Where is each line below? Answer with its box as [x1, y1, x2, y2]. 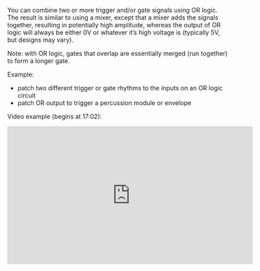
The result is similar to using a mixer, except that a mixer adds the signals [7, 13, 219, 22]
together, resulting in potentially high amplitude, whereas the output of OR [7, 21, 221, 29]
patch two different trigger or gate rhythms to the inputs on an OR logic [17, 84, 223, 92]
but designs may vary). [7, 36, 74, 44]
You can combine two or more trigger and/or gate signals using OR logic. [7, 6, 218, 14]
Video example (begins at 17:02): [7, 112, 102, 120]
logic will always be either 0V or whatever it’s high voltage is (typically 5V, [7, 28, 221, 36]
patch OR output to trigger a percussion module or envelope [17, 99, 191, 107]
